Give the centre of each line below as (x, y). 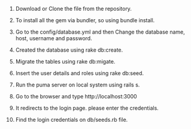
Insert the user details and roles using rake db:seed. (80, 73)
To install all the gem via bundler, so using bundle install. (85, 20)
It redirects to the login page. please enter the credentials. (87, 108)
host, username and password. (54, 38)
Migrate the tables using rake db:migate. (65, 61)
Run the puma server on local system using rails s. (78, 85)
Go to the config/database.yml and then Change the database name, (100, 32)
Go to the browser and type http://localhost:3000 (76, 96)
